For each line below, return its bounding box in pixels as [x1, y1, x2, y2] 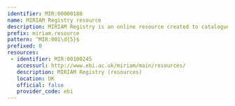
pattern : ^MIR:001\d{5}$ [7, 36, 80, 43]
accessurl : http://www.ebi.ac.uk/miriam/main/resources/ [16, 62, 187, 69]
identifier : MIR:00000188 [7, 10, 83, 17]
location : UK [16, 75, 55, 82]
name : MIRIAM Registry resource [7, 17, 101, 24]
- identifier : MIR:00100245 [10, 56, 92, 63]
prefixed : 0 [7, 43, 42, 50]
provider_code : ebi [16, 88, 73, 95]
